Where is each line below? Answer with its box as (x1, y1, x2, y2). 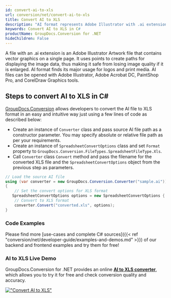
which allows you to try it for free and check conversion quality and (5, 272, 147, 278)
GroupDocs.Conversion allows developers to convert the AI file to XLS (5, 105, 152, 111)
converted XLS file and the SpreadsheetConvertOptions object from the (12, 159, 160, 165)
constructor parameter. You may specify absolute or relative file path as (12, 131, 163, 138)
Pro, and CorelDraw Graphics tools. (5, 77, 80, 83)
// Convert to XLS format (14, 198, 70, 203)
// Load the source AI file (5, 174, 65, 179)
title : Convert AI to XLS (5, 17, 60, 22)
